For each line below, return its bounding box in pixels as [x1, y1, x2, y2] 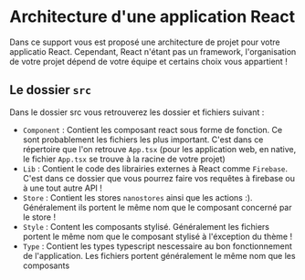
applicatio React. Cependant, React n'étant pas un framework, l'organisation [9, 46, 297, 57]
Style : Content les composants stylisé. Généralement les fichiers [22, 221, 269, 232]
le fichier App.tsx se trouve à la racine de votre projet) [22, 153, 226, 164]
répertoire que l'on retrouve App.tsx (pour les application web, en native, [22, 143, 297, 154]
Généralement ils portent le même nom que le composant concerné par [22, 202, 292, 213]
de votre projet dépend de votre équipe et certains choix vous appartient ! [9, 56, 288, 67]
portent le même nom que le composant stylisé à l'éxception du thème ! [22, 231, 293, 242]
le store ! [22, 212, 57, 223]
